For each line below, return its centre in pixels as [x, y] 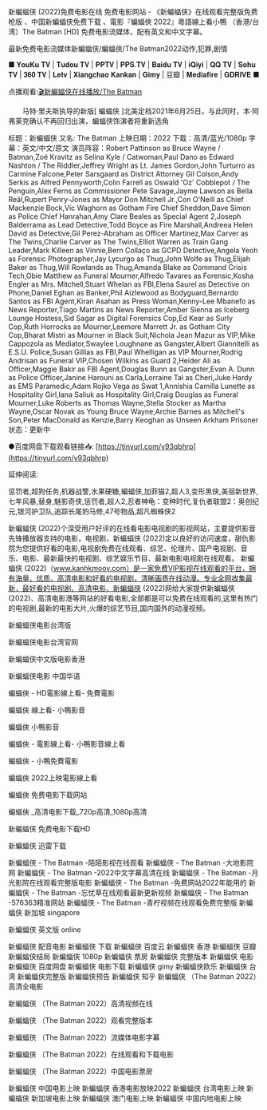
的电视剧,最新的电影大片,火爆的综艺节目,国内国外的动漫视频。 [109, 608]
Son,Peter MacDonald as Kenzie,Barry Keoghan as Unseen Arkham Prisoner [133, 420]
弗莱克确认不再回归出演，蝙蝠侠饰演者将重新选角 [88, 121]
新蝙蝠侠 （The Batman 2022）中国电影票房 [80, 1071]
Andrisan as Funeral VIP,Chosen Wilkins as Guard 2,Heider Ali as [114, 361]
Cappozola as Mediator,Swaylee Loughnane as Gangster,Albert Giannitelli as [134, 343]
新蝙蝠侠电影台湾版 [40, 625]
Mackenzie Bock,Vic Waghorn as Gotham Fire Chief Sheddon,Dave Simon [130, 208]
